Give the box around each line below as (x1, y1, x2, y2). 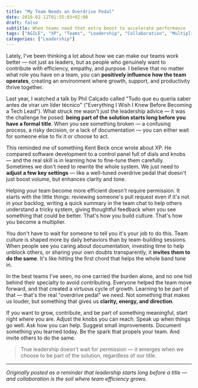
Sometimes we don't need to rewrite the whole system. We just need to (6, 163, 180, 170)
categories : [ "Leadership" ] (6, 36, 75, 42)
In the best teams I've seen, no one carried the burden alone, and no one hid (6, 273, 192, 279)
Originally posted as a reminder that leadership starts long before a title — (6, 369, 187, 376)
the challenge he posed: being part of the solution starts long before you (6, 114, 186, 121)
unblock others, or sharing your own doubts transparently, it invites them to (6, 249, 190, 256)
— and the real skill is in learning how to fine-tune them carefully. (6, 157, 164, 164)
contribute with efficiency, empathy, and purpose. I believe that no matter (6, 65, 184, 71)
